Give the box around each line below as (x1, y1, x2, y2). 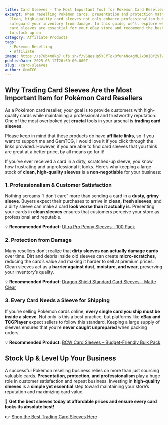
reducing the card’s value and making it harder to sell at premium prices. (5, 258, 154, 265)
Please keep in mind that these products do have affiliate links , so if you (5, 133, 154, 139)
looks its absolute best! (5, 403, 55, 410)
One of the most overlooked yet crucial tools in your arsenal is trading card (5, 118, 161, 124)
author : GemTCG (5, 68, 37, 73)
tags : (5, 40, 16, 45)
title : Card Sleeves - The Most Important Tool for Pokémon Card (5, 7, 144, 12)
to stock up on (9, 30, 41, 35)
